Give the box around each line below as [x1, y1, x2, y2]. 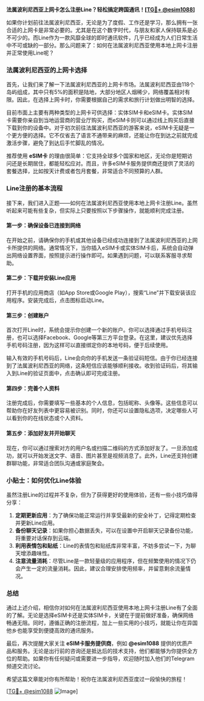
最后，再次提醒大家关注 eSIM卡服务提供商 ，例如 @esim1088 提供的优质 [6, 640, 188, 647]
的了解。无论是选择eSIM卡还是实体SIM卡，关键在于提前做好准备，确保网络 [6, 612, 194, 619]
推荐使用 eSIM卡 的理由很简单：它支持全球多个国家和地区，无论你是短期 [6, 152, 188, 160]
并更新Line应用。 [15, 519, 58, 527]
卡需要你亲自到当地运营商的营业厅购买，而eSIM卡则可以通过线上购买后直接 [6, 117, 195, 124]
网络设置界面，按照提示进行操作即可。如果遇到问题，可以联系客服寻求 [11, 252, 187, 259]
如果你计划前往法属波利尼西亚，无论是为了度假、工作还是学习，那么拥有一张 [6, 19, 198, 26]
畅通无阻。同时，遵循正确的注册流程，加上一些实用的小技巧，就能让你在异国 [6, 620, 198, 627]
